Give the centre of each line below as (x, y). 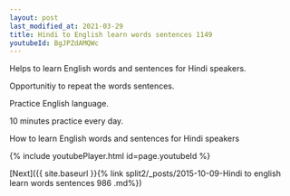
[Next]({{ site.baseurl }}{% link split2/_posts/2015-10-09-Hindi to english (145, 173)
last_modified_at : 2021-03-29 (67, 26)
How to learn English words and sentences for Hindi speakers (125, 139)
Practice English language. (59, 104)
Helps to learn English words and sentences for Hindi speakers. (128, 69)
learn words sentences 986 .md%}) (76, 183)
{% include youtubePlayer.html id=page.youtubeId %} (110, 156)
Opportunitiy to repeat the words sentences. (92, 86)
